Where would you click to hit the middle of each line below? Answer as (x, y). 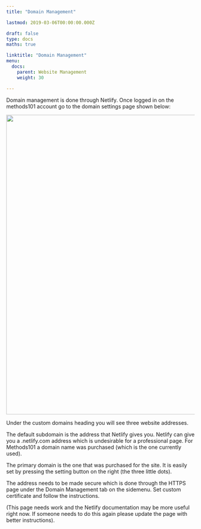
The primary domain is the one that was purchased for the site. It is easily (97, 465)
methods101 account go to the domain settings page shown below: (89, 106)
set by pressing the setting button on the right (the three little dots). (89, 471)
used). (14, 454)
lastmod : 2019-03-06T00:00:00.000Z (51, 22)
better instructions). (31, 520)
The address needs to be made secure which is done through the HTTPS (96, 483)
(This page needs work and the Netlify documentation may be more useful (98, 507)
